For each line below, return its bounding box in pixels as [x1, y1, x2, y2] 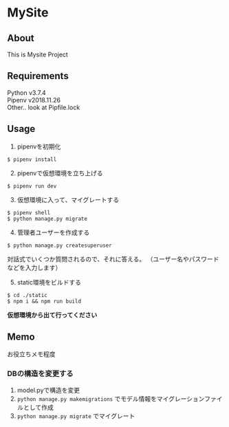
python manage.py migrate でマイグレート [17, 411, 135, 420]
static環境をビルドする [17, 278, 81, 286]
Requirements [7, 70, 69, 82]
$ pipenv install [7, 156, 57, 163]
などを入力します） [7, 263, 62, 272]
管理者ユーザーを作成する [17, 228, 90, 237]
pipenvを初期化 [17, 142, 61, 151]
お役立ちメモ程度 [7, 350, 56, 358]
